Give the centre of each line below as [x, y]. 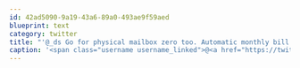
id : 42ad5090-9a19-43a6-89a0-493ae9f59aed [89, 17]
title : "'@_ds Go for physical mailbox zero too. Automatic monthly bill [150, 42]
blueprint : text [39, 26]
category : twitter [43, 34]
